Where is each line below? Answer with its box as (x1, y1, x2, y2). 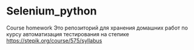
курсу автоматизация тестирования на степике (6, 30, 129, 37)
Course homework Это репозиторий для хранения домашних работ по (6, 24, 188, 31)
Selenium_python (6, 4, 97, 18)
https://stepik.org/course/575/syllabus (6, 37, 102, 44)
